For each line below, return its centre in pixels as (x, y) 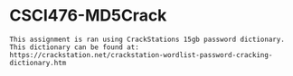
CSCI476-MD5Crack (88, 16)
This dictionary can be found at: (75, 47)
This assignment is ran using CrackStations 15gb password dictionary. (147, 39)
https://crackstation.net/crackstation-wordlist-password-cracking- (141, 55)
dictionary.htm (38, 63)
